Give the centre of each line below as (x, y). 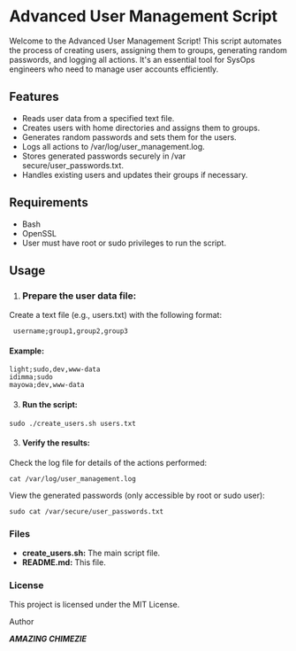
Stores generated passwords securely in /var (104, 156)
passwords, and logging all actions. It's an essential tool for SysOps (132, 59)
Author (22, 622)
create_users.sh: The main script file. (91, 553)
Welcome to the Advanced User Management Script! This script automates (146, 41)
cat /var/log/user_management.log (73, 479)
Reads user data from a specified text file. (98, 118)
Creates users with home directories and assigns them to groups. (141, 128)
